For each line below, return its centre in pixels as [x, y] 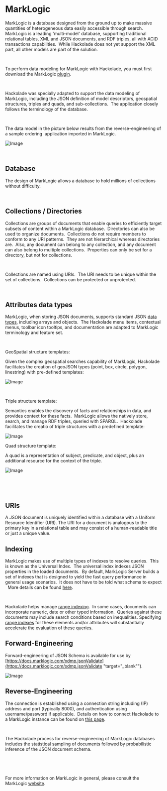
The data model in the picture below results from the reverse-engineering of [83, 128]
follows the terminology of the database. [46, 109]
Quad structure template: [31, 446]
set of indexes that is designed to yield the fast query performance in [76, 577]
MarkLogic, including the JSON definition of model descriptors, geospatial [81, 99]
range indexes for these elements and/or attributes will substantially [75, 622]
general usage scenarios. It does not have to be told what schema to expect [83, 582]
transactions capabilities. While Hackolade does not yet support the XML [80, 44]
